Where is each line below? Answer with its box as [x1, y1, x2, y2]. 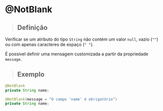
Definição [17, 23, 48, 32]
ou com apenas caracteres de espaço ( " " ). [5, 42, 94, 47]
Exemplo [17, 70, 45, 79]
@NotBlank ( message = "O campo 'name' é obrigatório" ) [5, 97, 118, 102]
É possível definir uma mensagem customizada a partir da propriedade [5, 51, 149, 57]
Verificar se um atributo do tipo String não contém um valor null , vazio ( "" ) [5, 36, 159, 42]
